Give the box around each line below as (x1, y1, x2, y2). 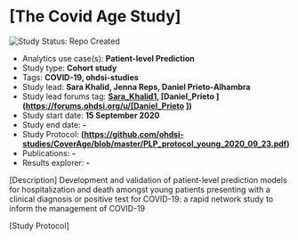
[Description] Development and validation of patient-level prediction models (9, 174, 287, 185)
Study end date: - (21, 119, 87, 130)
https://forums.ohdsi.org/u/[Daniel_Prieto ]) (25, 100, 193, 111)
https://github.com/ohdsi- (84, 128, 184, 139)
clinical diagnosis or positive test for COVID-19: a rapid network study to (9, 194, 274, 204)
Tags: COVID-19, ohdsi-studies (21, 71, 140, 82)
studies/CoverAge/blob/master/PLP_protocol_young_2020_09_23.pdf (21, 138, 287, 149)
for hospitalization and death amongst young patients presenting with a (9, 184, 270, 194)
